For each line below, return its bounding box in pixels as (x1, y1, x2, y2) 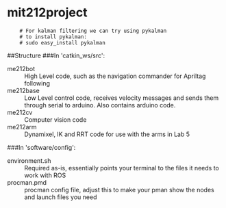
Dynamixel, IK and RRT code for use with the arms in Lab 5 (24, 130, 190, 138)
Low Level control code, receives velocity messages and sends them (24, 94, 219, 102)
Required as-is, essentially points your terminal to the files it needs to (24, 164, 219, 172)
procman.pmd (7, 178, 47, 186)
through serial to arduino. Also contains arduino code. (24, 101, 176, 109)
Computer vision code (24, 115, 87, 124)
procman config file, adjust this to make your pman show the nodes (24, 185, 214, 194)
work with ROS (24, 171, 66, 179)
